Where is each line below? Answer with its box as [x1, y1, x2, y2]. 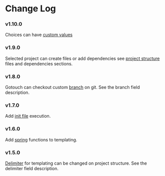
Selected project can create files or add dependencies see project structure [5, 55, 160, 61]
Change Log [5, 3, 56, 14]
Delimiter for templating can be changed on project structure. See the [5, 160, 147, 166]
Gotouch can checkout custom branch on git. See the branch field [5, 85, 140, 90]
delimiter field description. [5, 165, 58, 171]
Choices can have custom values [5, 32, 73, 38]
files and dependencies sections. [5, 60, 73, 67]
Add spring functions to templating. [5, 136, 78, 142]
